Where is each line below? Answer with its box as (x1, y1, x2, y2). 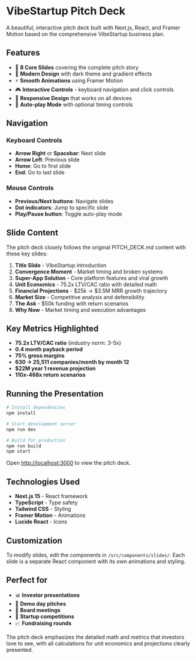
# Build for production (6, 437, 66, 443)
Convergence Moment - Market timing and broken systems (14, 268, 163, 275)
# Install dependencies (6, 405, 66, 411)
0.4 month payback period (14, 346, 83, 353)
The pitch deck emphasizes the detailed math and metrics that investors (6, 633, 185, 640)
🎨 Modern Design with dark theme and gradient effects (14, 70, 152, 77)
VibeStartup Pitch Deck (6, 4, 126, 18)
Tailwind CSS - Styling (14, 505, 71, 513)
